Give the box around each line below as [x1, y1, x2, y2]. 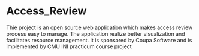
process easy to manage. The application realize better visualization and [6, 30, 185, 37]
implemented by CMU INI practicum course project [6, 43, 132, 50]
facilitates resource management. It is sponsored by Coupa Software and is [6, 36, 192, 43]
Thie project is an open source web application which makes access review [6, 24, 193, 31]
